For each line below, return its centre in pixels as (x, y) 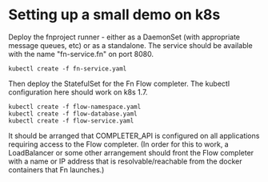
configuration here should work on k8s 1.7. (78, 92)
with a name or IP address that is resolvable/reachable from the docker (125, 161)
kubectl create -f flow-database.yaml (73, 114)
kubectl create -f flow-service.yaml (71, 121)
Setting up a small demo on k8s (114, 15)
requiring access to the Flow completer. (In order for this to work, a (119, 144)
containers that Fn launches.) (56, 169)
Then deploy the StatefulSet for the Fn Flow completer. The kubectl (119, 83)
